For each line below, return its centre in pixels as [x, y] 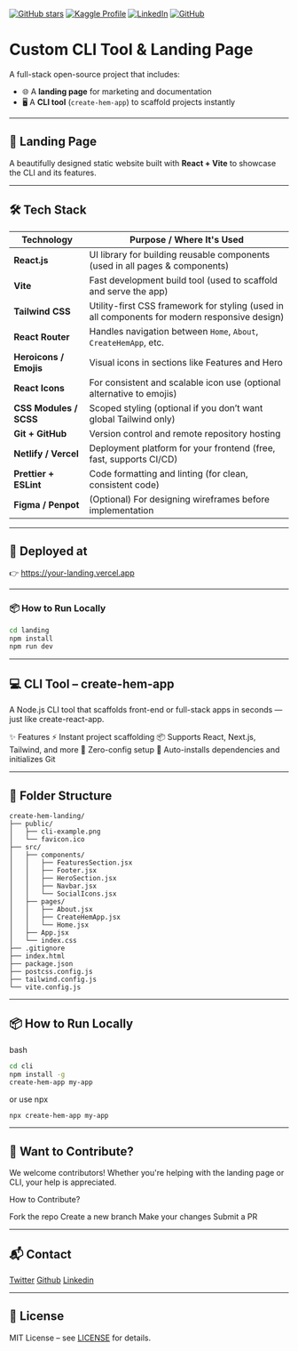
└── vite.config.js [45, 987]
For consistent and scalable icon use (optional [185, 382]
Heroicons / [39, 357]
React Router [42, 336]
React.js [31, 260]
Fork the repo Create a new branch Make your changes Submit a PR [133, 1217]
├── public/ [31, 824]
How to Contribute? [45, 1200]
